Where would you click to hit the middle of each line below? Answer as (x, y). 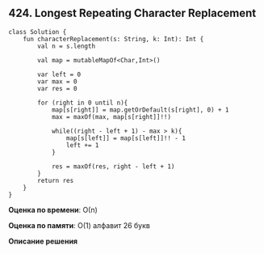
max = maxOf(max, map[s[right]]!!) (111, 116)
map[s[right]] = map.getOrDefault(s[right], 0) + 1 (140, 110)
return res (56, 180)
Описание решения (43, 241)
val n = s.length (66, 46)
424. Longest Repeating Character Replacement (132, 13)
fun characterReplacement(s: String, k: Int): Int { (113, 39)
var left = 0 (59, 74)
